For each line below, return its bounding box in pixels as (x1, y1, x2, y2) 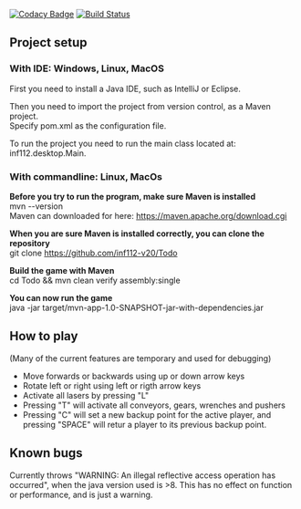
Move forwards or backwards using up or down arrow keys (22, 370, 245, 381)
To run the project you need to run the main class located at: (9, 138, 236, 149)
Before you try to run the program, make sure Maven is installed (9, 191, 256, 202)
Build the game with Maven (9, 265, 115, 275)
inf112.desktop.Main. (9, 147, 87, 159)
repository (9, 237, 50, 248)
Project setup (9, 35, 88, 50)
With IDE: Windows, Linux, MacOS (9, 62, 164, 75)
